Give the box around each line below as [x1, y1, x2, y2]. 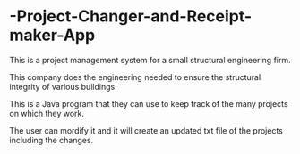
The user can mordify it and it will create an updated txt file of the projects [9, 125, 284, 135]
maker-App [9, 25, 96, 45]
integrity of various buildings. [9, 81, 118, 92]
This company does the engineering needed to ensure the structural [9, 71, 261, 82]
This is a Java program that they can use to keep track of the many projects [9, 98, 288, 109]
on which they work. [9, 108, 85, 118]
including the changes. [9, 134, 94, 145]
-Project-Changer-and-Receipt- [9, 6, 253, 27]
